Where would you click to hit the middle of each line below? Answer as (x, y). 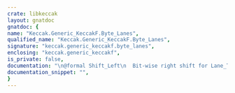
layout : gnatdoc (31, 20)
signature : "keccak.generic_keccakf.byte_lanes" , (81, 46)
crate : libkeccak (33, 14)
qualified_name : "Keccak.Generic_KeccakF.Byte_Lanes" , (89, 40)
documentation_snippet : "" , (48, 72)
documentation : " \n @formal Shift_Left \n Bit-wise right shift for (108, 66)
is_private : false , (36, 59)
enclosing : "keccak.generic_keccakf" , (64, 53)
